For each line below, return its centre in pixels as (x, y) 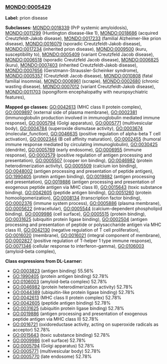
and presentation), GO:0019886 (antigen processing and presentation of (80, 182)
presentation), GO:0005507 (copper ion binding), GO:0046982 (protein (79, 161)
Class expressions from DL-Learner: (44, 261)
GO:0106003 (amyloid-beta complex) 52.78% (60, 282)
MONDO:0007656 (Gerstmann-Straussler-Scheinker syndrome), (72, 70)
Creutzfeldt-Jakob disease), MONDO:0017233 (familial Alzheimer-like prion (83, 38)
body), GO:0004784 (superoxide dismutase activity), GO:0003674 (74, 128)
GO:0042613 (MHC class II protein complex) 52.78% (67, 298)
